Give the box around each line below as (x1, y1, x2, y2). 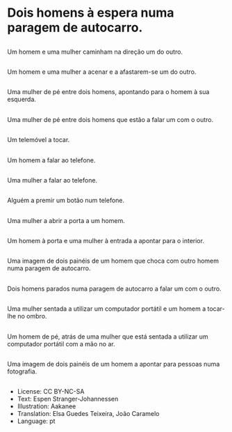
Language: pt (17, 417, 56, 426)
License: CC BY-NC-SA (17, 387, 85, 396)
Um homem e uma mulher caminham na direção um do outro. (7, 47, 183, 56)
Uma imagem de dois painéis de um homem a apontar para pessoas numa (7, 360, 220, 369)
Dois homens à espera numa (7, 5, 175, 21)
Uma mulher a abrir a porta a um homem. (7, 216, 125, 224)
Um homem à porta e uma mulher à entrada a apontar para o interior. (7, 237, 205, 245)
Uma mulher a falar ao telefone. (7, 176, 98, 184)
